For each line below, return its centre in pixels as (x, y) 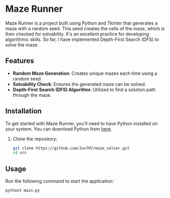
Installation (23, 111)
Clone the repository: (35, 139)
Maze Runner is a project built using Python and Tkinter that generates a (81, 23)
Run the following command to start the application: (59, 181)
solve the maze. (22, 45)
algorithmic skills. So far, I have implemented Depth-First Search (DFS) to (82, 39)
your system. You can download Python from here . (59, 129)
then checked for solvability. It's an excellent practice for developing (77, 34)
